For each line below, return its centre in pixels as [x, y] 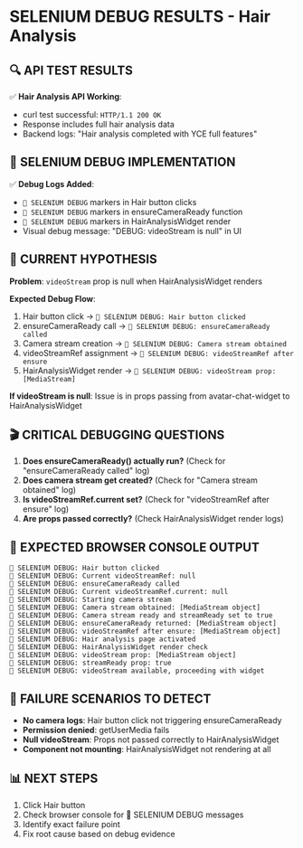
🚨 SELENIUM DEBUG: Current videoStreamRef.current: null [119, 592]
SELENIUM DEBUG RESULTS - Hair [140, 17]
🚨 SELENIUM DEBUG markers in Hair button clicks [109, 202]
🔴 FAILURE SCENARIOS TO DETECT [110, 698]
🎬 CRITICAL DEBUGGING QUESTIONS [117, 435]
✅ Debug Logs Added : [52, 184]
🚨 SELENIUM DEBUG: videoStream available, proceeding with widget [137, 671]
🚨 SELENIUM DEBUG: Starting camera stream [90, 600]
